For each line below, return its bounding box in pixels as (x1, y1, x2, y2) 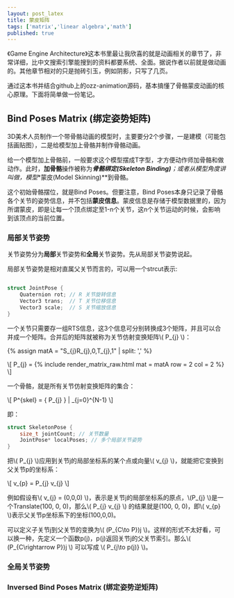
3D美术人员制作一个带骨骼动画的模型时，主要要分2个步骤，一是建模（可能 (7, 133, 220, 141)
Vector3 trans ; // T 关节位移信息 (19, 298, 117, 305)
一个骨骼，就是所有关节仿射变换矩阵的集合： (7, 381, 135, 390)
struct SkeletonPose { (7, 424, 73, 431)
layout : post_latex (7, 10, 64, 17)
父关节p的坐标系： (7, 465, 60, 474)
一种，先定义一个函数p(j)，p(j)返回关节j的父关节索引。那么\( (19, 534, 191, 542)
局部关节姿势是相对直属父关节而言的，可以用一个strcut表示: (7, 265, 178, 273)
